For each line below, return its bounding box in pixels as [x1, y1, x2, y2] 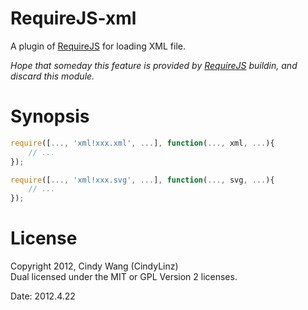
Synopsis [10, 105, 90, 128]
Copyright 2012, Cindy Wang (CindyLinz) [10, 260, 179, 272]
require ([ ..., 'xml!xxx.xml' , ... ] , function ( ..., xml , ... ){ [10, 138, 275, 148]
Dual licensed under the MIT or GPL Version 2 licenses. [10, 271, 238, 283]
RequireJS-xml [10, 7, 137, 30]
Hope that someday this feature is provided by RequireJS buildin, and [10, 59, 298, 71]
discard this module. [10, 70, 95, 82]
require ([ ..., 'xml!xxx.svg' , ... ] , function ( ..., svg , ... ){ [10, 175, 275, 185]
